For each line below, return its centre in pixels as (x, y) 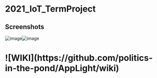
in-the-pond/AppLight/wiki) (62, 68)
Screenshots (25, 27)
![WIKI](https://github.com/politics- (79, 58)
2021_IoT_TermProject (50, 9)
